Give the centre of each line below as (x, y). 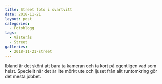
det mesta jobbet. (23, 76)
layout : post (19, 19)
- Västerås (21, 38)
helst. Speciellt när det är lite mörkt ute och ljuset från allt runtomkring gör (81, 71)
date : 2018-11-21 (23, 14)
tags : (11, 33)
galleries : (16, 47)
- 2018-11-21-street (31, 51)
